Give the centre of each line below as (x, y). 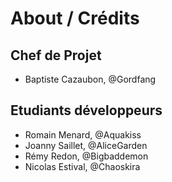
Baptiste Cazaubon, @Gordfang (90, 79)
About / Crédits (75, 18)
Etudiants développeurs (86, 110)
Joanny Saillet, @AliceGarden (86, 145)
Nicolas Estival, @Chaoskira (82, 166)
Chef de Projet (56, 55)
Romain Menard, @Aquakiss (83, 134)
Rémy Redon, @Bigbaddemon (86, 156)
